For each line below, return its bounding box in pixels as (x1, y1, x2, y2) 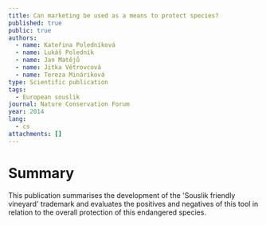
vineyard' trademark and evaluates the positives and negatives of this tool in (8, 199, 259, 208)
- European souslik (15, 93, 80, 101)
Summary (8, 164, 74, 182)
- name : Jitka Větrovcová (15, 64, 102, 72)
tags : (8, 85, 26, 94)
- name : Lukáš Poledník (15, 48, 94, 56)
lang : (8, 115, 26, 123)
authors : (8, 33, 37, 42)
